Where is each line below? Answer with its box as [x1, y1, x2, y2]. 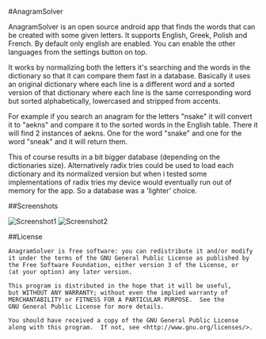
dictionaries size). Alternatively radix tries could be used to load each [8, 161, 234, 169]
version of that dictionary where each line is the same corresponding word [8, 88, 252, 97]
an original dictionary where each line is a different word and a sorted [8, 79, 235, 89]
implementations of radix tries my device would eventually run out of [8, 177, 232, 187]
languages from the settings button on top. [8, 48, 148, 56]
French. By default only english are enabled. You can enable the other [8, 39, 236, 48]
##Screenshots [8, 201, 59, 211]
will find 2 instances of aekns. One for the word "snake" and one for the [8, 128, 242, 138]
